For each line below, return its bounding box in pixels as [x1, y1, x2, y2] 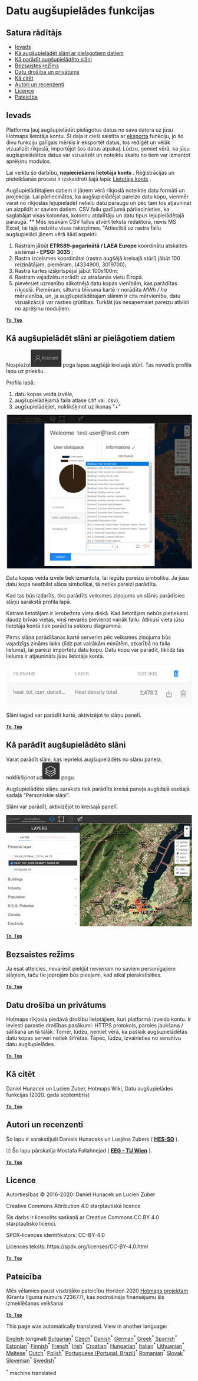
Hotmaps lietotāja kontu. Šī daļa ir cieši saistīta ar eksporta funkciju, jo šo [6, 132, 184, 139]
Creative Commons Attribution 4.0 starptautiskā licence [6, 1203, 141, 1210]
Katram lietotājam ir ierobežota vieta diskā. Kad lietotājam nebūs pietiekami [6, 609, 189, 616]
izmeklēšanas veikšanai [6, 1300, 64, 1307]
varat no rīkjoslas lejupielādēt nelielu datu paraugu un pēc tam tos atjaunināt [6, 199, 192, 206]
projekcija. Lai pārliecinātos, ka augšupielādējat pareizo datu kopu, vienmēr [6, 193, 189, 200]
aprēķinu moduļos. [6, 158, 51, 165]
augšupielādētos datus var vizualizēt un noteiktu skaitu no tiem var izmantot [6, 151, 190, 158]
